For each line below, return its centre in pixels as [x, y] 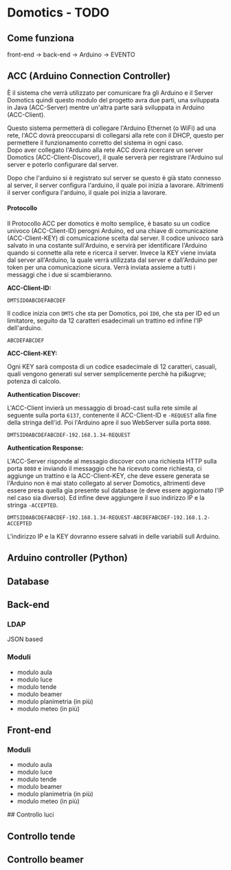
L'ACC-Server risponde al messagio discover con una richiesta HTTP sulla [112, 461]
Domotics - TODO [58, 13]
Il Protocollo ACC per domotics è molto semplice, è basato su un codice [109, 224]
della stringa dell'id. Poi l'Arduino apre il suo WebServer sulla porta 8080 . [109, 423]
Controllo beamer [45, 860]
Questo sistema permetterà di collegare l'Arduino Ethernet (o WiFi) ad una [112, 128]
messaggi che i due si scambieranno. [60, 275]
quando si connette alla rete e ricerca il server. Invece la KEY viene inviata [112, 253]
